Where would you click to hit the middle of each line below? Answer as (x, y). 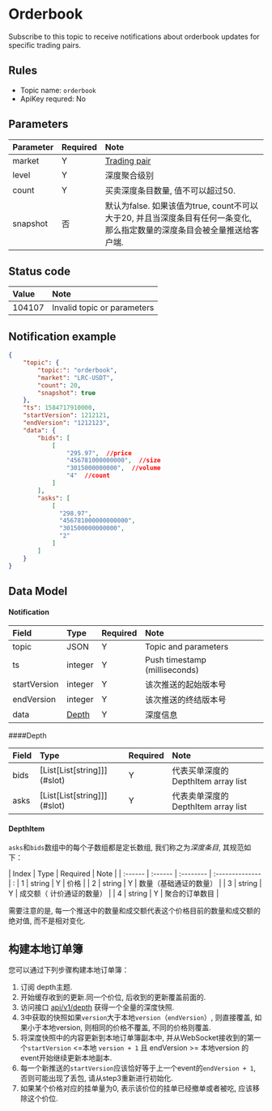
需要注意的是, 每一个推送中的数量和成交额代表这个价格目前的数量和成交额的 (134, 911)
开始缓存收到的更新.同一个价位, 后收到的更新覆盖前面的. (113, 998)
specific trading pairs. (45, 45)
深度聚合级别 (129, 175)
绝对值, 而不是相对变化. (47, 921)
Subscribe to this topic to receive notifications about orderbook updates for (134, 36)
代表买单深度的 (200, 771)
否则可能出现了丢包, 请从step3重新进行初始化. (97, 1079)
